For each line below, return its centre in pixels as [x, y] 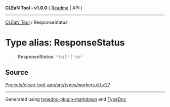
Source [17, 72]
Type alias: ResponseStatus [65, 43]
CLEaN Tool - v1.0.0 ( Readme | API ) [44, 8]
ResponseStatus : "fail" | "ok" [50, 57]
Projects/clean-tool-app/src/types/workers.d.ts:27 [58, 85]
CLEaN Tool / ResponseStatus [36, 22]
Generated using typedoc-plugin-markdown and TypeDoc [66, 99]
